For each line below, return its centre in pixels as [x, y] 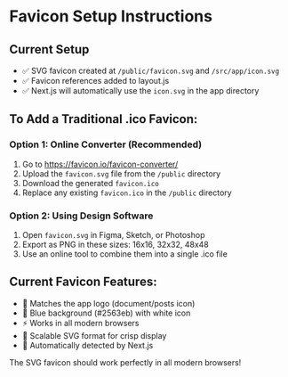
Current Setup [49, 49]
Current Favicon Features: [83, 282]
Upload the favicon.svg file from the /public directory [121, 173]
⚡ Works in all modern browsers [80, 323]
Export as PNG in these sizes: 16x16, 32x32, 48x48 [115, 244]
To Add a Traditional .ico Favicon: [104, 119]
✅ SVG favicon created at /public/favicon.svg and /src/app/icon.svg [151, 70]
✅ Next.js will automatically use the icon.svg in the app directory [140, 90]
